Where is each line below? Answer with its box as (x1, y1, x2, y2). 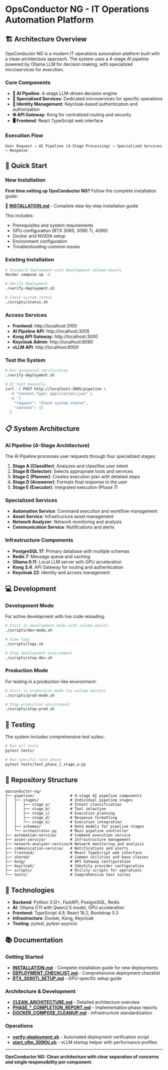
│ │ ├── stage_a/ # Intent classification (5, 802, 122, 807)
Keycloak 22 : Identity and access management (12, 569, 110, 575)
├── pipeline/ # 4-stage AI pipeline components (5, 793, 142, 798)
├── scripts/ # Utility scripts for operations (5, 868, 142, 873)
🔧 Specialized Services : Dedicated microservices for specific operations (12, 96, 163, 102)
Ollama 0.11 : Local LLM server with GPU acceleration (12, 559, 121, 565)
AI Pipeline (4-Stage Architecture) (5, 442, 90, 449)
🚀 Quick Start (5, 161, 47, 170)
